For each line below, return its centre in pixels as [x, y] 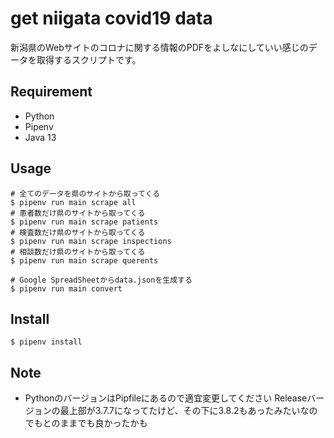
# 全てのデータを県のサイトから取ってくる [85, 193]
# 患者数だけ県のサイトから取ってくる [78, 213]
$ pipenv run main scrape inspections [91, 241]
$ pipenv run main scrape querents [84, 260]
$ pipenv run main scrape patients [84, 222]
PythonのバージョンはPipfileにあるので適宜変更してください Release [166, 398]
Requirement [51, 92]
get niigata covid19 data [111, 18]
